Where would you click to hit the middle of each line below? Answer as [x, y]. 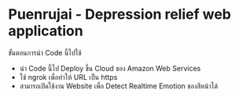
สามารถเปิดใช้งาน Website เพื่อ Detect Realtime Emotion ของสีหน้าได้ [119, 86]
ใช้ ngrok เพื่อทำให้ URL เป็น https [68, 77]
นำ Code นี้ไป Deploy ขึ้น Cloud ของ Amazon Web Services [110, 68]
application [46, 31]
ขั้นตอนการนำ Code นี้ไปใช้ [45, 52]
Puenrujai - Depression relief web [120, 14]
